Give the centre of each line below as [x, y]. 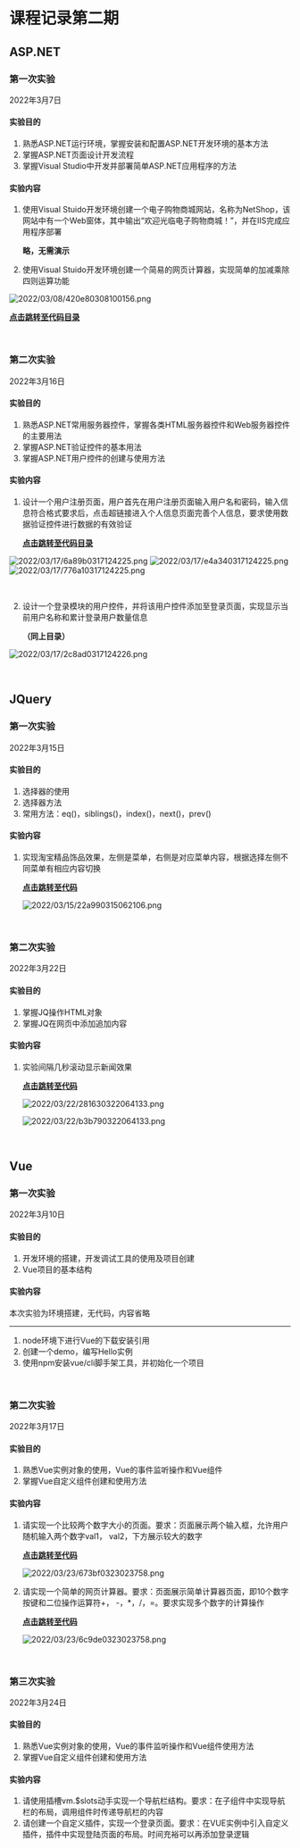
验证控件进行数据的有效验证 [81, 524]
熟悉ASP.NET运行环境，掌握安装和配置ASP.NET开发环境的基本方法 [146, 144]
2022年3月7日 [36, 100]
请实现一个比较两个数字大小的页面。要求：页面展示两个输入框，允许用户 [155, 1525]
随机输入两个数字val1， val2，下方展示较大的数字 [112, 1536]
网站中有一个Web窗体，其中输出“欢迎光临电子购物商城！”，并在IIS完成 [152, 221]
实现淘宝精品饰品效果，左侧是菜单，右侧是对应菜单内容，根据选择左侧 [151, 857]
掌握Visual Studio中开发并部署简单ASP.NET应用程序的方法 [129, 166]
